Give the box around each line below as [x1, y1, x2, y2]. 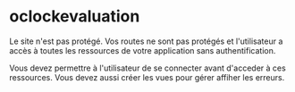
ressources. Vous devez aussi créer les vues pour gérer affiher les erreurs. [9, 71, 285, 82]
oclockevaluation [9, 6, 140, 27]
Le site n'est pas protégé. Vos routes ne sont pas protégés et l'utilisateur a [9, 36, 283, 46]
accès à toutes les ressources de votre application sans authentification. [9, 45, 276, 55]
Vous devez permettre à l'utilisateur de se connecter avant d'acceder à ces [9, 63, 286, 73]
